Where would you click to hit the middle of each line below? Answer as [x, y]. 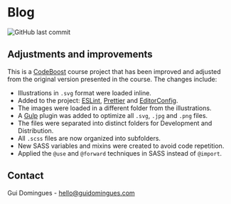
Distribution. [36, 130]
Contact [26, 176]
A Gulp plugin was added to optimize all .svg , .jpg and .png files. [113, 115]
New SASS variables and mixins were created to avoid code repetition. [121, 146]
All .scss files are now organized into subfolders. [89, 138]
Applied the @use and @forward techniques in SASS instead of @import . [120, 153]
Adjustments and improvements [80, 54]
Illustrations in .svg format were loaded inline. [84, 92]
